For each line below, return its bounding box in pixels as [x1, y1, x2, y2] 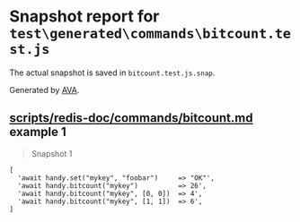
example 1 [9, 124, 67, 140]
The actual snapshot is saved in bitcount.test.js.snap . [9, 67, 216, 78]
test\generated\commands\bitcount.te [9, 25, 292, 42]
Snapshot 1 [31, 148, 73, 158]
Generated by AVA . [9, 84, 80, 95]
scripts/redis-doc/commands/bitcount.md [9, 110, 253, 126]
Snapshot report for [9, 6, 160, 27]
